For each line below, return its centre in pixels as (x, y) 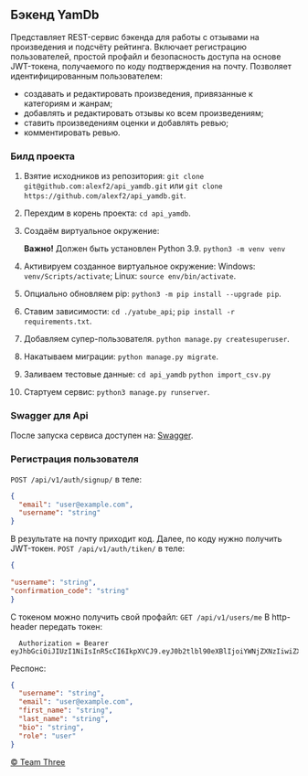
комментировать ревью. (72, 133)
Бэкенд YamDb (55, 15)
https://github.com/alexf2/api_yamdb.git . (105, 196)
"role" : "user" (48, 736)
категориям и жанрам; (68, 103)
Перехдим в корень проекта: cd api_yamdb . (107, 213)
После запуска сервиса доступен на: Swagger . (102, 436)
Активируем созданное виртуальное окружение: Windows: (139, 266)
